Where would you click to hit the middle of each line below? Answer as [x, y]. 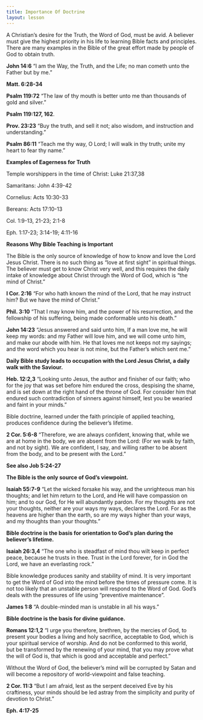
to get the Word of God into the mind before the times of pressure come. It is [101, 582]
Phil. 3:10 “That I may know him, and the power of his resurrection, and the [100, 311]
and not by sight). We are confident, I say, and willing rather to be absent [97, 447]
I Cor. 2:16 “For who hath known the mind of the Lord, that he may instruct [99, 293]
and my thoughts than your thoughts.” [53, 521]
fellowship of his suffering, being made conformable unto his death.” [92, 318]
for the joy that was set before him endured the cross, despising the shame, [101, 385]
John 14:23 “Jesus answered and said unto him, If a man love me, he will [97, 329]
